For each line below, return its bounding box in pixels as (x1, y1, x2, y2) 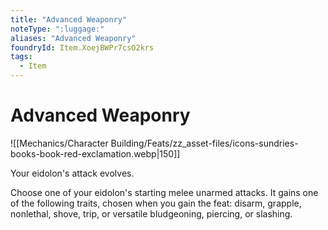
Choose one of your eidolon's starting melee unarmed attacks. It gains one (10, 186, 319, 198)
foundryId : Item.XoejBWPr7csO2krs (10, 42, 155, 53)
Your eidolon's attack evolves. (10, 167, 135, 179)
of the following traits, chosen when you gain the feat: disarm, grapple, (10, 197, 302, 209)
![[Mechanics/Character (10, 137, 109, 149)
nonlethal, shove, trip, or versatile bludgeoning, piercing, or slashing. (10, 207, 293, 220)
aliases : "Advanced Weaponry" (10, 33, 137, 43)
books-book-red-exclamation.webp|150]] (10, 147, 181, 160)
